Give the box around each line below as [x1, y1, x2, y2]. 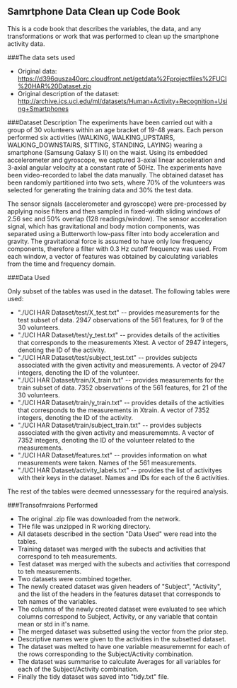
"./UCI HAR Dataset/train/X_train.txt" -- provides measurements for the [17, 375, 224, 384]
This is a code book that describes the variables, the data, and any [7, 24, 202, 33]
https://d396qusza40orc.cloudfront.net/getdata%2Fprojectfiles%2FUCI [17, 74, 227, 83]
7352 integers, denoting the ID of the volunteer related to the [17, 436, 195, 444]
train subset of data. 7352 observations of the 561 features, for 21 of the [17, 383, 228, 392]
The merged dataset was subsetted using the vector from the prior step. [17, 627, 229, 636]
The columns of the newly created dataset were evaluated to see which [17, 605, 226, 613]
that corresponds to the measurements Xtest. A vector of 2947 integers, [17, 338, 229, 346]
